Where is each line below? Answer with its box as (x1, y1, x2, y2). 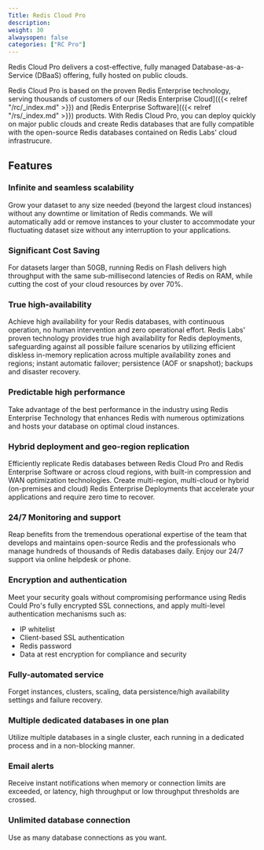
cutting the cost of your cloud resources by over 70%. (8, 280, 183, 289)
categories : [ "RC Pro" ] (8, 41, 86, 49)
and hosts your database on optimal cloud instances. (8, 421, 179, 431)
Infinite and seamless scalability (8, 182, 134, 193)
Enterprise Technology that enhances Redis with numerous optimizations (8, 413, 245, 422)
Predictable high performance (8, 387, 126, 398)
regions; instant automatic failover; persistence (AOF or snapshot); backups (8, 359, 254, 368)
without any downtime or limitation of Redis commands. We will (8, 208, 214, 218)
